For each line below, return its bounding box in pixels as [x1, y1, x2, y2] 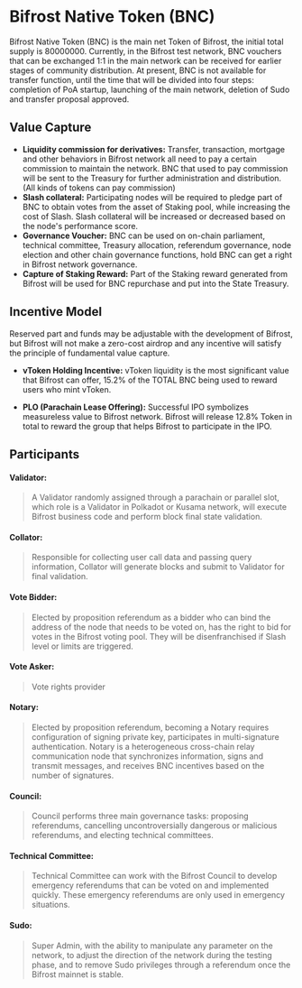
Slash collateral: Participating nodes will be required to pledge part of [22, 191, 283, 202]
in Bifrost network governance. [22, 259, 138, 270]
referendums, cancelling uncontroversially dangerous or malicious [31, 820, 278, 831]
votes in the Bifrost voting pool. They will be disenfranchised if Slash [31, 631, 287, 642]
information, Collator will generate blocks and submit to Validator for [31, 561, 286, 572]
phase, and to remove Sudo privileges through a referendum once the [31, 959, 291, 970]
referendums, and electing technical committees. [31, 830, 214, 841]
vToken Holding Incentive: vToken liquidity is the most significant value [22, 365, 290, 375]
